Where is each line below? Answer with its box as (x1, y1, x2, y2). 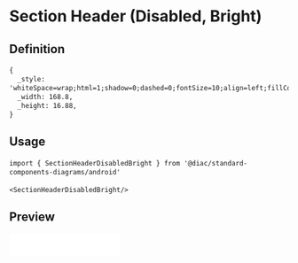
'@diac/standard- (183, 159, 248, 167)
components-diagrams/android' (9, 167, 122, 176)
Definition (9, 42, 65, 57)
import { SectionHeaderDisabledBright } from (9, 159, 180, 167)
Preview (9, 210, 56, 225)
